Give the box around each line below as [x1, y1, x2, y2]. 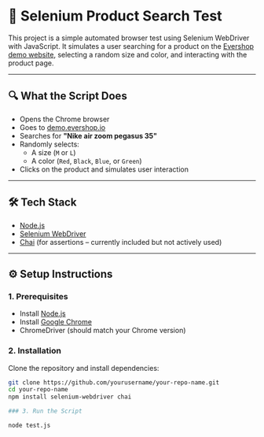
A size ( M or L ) [31, 147, 76, 157]
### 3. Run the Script [8, 407, 82, 416]
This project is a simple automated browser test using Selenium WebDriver [8, 33, 250, 43]
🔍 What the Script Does [8, 90, 127, 103]
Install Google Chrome [19, 317, 93, 327]
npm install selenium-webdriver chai [8, 393, 132, 401]
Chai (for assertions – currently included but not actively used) [19, 237, 222, 246]
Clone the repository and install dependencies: [8, 363, 159, 372]
